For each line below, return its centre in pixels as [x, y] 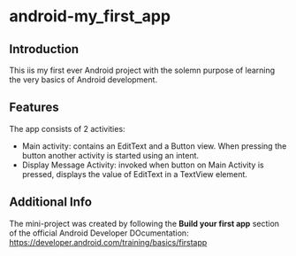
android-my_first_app [90, 16]
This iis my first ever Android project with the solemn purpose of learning [142, 70]
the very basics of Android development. [83, 80]
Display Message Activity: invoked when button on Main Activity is [143, 165]
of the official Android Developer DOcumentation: [99, 233]
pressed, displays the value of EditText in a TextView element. [134, 174]
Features [34, 108]
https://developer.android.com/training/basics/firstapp [108, 242]
